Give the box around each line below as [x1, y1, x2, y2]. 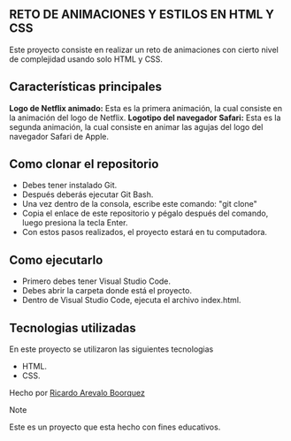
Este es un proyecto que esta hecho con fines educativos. [9, 422, 221, 432]
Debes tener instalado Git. [21, 180, 118, 191]
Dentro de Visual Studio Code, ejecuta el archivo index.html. [21, 295, 241, 306]
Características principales [9, 80, 162, 95]
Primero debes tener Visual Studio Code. [21, 276, 171, 286]
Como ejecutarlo [9, 252, 103, 268]
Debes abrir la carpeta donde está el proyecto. [21, 285, 193, 296]
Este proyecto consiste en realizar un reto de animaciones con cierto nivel [9, 44, 279, 55]
